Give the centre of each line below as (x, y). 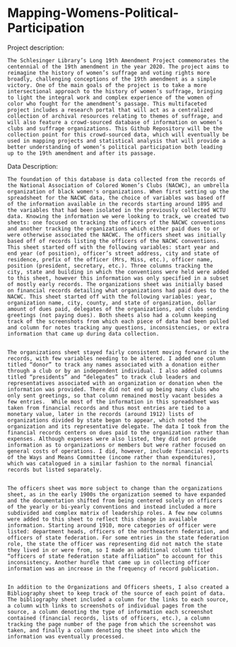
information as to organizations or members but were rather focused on (117, 445)
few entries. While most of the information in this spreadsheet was (113, 402)
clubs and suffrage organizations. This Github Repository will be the (115, 129)
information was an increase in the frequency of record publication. (113, 569)
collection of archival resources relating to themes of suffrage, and (115, 116)
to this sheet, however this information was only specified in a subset (118, 278)
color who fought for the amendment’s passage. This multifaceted (107, 104)
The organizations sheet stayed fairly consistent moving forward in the (118, 352)
